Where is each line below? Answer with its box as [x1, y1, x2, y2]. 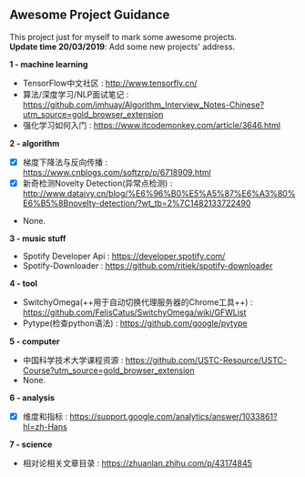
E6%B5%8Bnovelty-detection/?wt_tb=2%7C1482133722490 [22, 198, 251, 208]
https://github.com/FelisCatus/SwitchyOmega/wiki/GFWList [22, 307, 247, 318]
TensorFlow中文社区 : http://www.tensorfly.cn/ [22, 77, 198, 88]
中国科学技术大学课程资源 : [22, 354, 124, 365]
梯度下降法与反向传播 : [22, 157, 107, 167]
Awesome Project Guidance [9, 7, 170, 23]
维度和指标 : [22, 411, 68, 421]
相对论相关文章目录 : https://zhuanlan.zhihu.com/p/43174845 [22, 458, 253, 468]
